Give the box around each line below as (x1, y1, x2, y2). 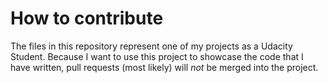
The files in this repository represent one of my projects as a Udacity (10, 40, 293, 52)
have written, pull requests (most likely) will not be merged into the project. (10, 61, 319, 73)
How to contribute (10, 7, 164, 30)
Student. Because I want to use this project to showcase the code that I (10, 50, 304, 62)
